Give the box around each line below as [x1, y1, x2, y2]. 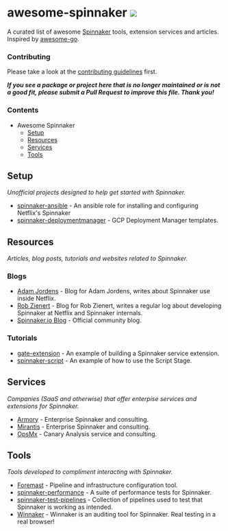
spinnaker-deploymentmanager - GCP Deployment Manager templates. [16, 216, 219, 225]
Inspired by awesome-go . [7, 34, 80, 43]
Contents [7, 105, 39, 115]
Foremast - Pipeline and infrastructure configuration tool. [16, 481, 178, 489]
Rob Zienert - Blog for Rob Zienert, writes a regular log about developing [16, 302, 222, 310]
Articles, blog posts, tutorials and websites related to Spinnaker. [7, 254, 188, 262]
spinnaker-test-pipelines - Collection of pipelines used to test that [16, 496, 203, 504]
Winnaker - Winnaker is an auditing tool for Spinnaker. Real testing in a [16, 510, 216, 519]
